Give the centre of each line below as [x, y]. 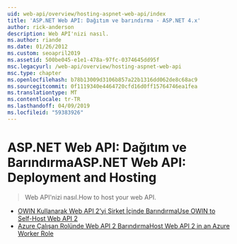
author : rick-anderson [41, 27]
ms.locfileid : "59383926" [45, 112]
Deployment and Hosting [82, 177]
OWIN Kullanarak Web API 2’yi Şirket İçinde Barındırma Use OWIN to [116, 211]
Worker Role [36, 233]
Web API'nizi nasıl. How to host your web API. [91, 197]
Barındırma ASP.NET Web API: [97, 162]
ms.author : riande [34, 40]
